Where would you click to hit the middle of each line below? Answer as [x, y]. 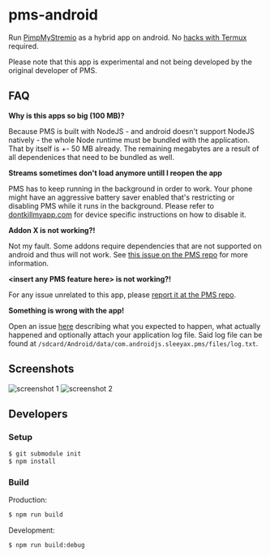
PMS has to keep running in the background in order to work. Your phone [131, 188]
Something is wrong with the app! [66, 310]
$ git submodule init [45, 454]
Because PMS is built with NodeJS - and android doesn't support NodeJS [132, 131]
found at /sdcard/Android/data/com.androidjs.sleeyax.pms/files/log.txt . [133, 343]
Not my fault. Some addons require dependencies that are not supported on [135, 246]
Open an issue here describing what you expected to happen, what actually [135, 326]
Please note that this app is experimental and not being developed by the [131, 62]
